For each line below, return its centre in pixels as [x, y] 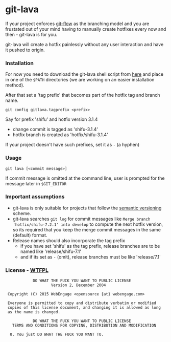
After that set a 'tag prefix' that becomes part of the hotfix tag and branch [83, 95]
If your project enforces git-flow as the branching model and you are [77, 24]
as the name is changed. [34, 312]
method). [15, 85]
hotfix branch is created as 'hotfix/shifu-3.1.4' [60, 135]
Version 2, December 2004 [78, 285]
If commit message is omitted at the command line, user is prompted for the [85, 178]
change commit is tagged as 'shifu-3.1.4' [55, 130]
